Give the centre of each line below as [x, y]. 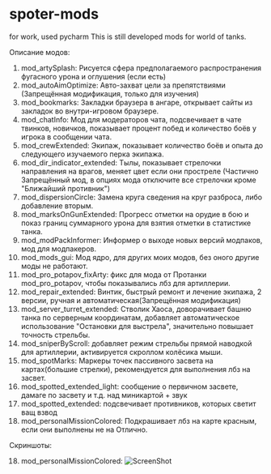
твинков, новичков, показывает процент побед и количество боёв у [139, 128]
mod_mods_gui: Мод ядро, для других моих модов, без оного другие [140, 257]
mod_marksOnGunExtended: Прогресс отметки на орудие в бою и [135, 214]
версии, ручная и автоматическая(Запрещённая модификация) [131, 300]
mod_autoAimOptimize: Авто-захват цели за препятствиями [123, 85]
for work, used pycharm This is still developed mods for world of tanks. [128, 36]
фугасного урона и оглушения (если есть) [93, 76]
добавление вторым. [57, 205]
